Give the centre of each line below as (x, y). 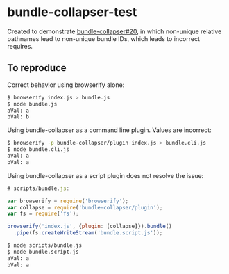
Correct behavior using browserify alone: (66, 85)
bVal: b (18, 117)
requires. (20, 46)
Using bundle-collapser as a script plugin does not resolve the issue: (105, 175)
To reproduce (37, 68)
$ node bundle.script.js (43, 252)
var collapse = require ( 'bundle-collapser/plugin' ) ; (85, 207)
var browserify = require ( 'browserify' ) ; (68, 201)
